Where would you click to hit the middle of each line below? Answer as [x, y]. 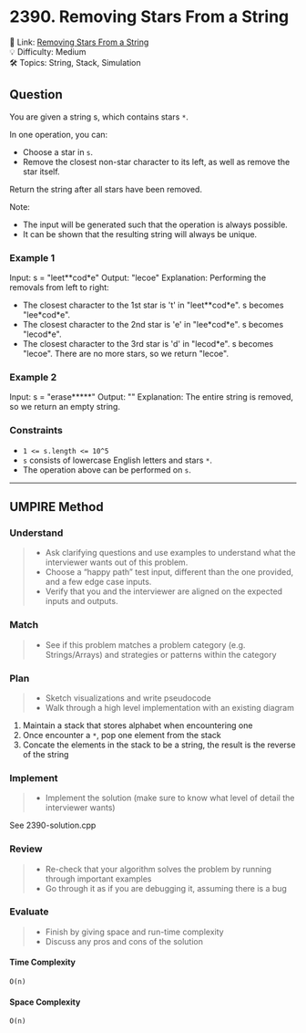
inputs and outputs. [82, 601]
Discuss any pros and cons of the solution [124, 941]
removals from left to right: [59, 287]
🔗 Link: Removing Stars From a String [79, 42]
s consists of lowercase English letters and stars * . [117, 460]
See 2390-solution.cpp [53, 825]
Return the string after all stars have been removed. [106, 189]
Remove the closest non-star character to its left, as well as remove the [156, 162]
